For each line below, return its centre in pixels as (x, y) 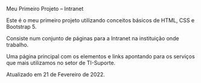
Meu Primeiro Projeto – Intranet (45, 9)
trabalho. (18, 45)
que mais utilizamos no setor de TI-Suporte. (61, 63)
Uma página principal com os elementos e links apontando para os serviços (101, 56)
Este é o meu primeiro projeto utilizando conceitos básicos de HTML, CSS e (101, 20)
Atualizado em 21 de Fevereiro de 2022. (56, 74)
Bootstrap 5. (21, 27)
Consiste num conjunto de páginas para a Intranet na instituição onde (93, 38)
